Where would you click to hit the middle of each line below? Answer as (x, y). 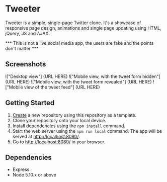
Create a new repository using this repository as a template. (74, 115)
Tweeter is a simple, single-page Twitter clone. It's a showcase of (73, 23)
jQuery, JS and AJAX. (28, 33)
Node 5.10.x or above (34, 175)
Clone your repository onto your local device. (59, 120)
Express (21, 169)
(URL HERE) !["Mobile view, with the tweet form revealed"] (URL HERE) (78, 81)
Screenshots (26, 64)
